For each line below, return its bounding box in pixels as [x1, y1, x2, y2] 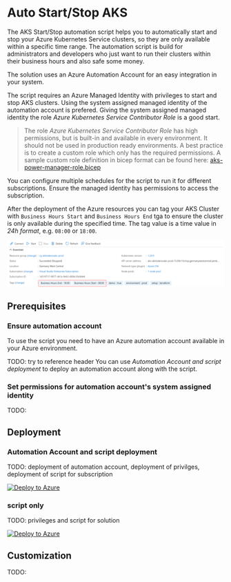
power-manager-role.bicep [23, 163, 101, 171]
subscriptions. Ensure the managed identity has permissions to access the [7, 184, 219, 192]
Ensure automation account [7, 321, 102, 331]
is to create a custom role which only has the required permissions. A [23, 148, 221, 157]
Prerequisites [7, 300, 66, 312]
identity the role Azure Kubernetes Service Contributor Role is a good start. [7, 113, 221, 122]
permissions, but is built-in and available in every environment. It [23, 133, 208, 142]
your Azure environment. [7, 344, 78, 352]
